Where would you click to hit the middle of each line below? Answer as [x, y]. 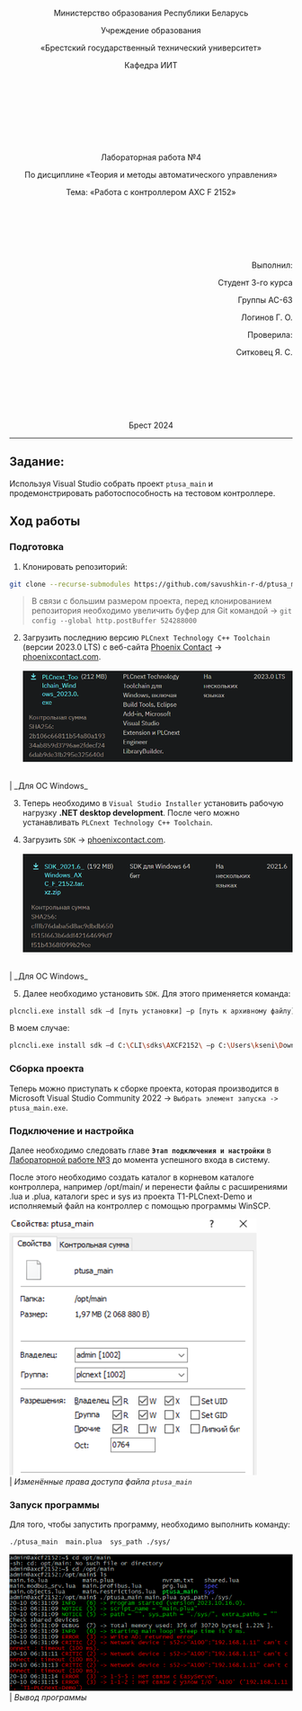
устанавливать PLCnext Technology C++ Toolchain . [117, 822]
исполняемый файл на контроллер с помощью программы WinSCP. [140, 1206]
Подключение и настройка [72, 1130]
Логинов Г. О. [267, 317]
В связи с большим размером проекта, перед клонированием [151, 601]
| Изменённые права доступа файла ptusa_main [101, 1481]
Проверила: [270, 335]
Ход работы [45, 522]
